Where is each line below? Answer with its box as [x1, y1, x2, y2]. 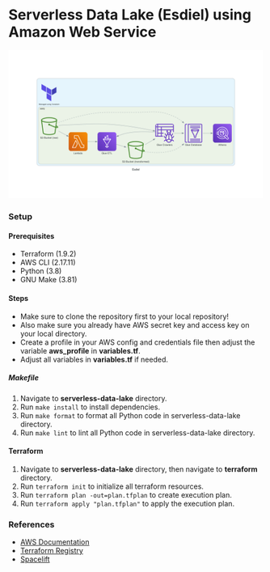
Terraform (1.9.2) [19, 249, 77, 259]
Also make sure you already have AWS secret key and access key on [19, 320, 250, 329]
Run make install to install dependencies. [19, 402, 160, 412]
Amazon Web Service [8, 23, 157, 41]
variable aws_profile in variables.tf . [19, 345, 141, 355]
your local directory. [19, 328, 87, 338]
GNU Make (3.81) [19, 275, 78, 285]
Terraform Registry [19, 546, 83, 556]
